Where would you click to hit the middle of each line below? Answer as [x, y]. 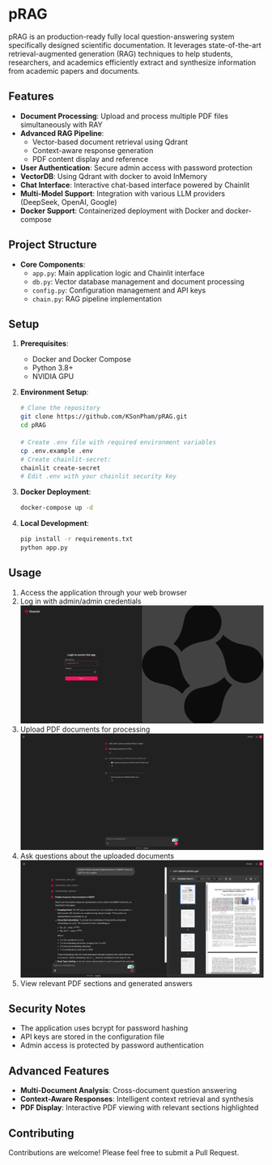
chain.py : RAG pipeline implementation [97, 299]
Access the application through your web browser [104, 592]
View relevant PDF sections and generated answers [106, 983]
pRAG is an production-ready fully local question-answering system [121, 36]
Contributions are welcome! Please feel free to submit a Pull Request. [124, 1153]
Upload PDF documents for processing [85, 729]
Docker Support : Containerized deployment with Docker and [122, 211]
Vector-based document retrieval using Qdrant [110, 142]
